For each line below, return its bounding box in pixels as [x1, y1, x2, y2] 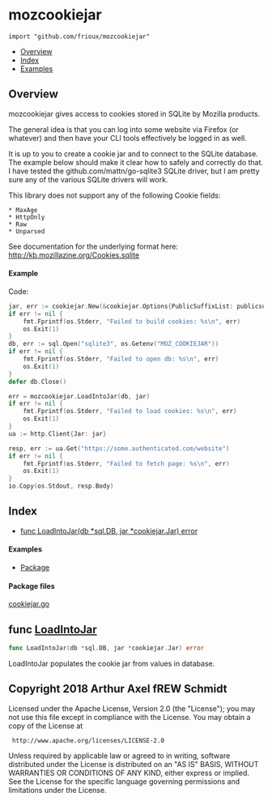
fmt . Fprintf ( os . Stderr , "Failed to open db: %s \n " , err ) [23, 355, 219, 364]
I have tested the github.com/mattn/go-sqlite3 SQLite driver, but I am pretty [8, 166, 261, 176]
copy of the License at [8, 721, 83, 731]
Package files [8, 581, 55, 590]
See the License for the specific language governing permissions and [8, 776, 240, 786]
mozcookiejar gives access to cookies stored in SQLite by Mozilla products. [8, 109, 261, 118]
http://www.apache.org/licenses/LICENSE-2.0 [11, 736, 164, 744]
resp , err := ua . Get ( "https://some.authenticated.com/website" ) [8, 444, 230, 453]
